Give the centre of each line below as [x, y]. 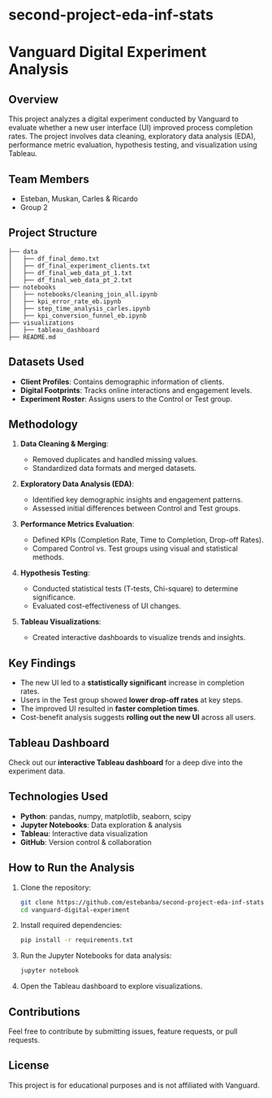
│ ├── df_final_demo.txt [54, 259]
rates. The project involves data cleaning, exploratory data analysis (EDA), [132, 137]
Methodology [43, 425]
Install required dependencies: [71, 926]
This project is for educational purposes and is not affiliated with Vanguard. [134, 1085]
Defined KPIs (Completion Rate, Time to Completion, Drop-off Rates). [148, 540]
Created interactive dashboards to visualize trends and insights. [139, 638]
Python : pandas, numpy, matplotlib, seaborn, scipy [106, 816]
